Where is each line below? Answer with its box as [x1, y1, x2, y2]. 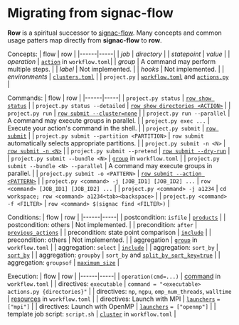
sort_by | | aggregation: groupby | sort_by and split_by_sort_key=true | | [7, 250, 221, 259]
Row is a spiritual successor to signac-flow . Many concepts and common [7, 28, 222, 37]
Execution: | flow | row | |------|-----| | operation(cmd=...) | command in [7, 272, 221, 280]
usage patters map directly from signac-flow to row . [7, 35, 162, 44]
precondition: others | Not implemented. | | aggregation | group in [7, 236, 198, 244]
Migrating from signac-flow [7, 5, 174, 21]
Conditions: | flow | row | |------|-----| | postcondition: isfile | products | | [7, 213, 226, 221]
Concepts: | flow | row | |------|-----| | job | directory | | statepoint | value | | [7, 50, 230, 58]
